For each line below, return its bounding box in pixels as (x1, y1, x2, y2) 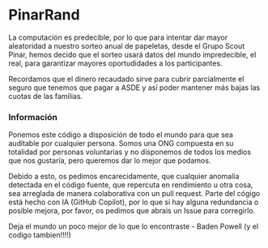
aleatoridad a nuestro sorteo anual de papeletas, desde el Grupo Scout (8, 41, 245, 50)
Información (8, 111, 58, 122)
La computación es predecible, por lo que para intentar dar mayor (8, 32, 228, 42)
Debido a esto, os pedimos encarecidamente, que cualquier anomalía (8, 172, 240, 182)
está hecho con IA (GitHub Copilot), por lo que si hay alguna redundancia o (8, 197, 259, 207)
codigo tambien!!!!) (8, 230, 71, 240)
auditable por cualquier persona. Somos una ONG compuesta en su (8, 139, 234, 148)
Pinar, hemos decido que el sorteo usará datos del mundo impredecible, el (8, 49, 257, 59)
